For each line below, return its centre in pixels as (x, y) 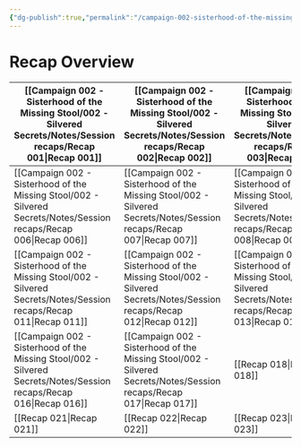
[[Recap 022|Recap (166, 417)
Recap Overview (72, 61)
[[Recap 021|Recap (56, 417)
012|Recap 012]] (161, 322)
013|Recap (257, 322)
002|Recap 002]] (174, 158)
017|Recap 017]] (161, 403)
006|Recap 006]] (51, 240)
